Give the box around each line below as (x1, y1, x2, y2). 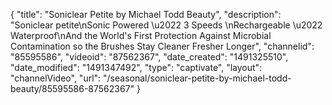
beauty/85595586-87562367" (10, 83, 135, 94)
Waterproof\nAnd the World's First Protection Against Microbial (10, 30, 272, 41)
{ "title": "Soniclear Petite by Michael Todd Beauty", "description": (10, 9, 282, 20)
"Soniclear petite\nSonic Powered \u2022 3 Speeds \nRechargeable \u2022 (10, 19, 323, 31)
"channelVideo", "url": (10, 72, 102, 84)
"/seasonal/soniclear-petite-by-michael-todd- (103, 72, 292, 84)
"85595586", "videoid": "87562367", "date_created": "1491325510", (10, 51, 289, 63)
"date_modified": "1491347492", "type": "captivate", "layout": (10, 62, 263, 73)
